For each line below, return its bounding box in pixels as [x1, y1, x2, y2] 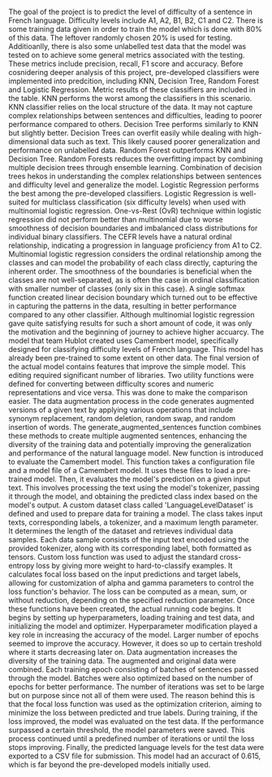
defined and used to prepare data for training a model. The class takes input [8, 509, 263, 518]
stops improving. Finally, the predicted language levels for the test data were [8, 743, 265, 752]
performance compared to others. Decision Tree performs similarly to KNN [8, 120, 258, 129]
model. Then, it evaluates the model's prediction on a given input [33, 474, 251, 484]
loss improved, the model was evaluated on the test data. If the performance [8, 717, 264, 726]
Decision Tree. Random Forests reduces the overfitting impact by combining [8, 154, 264, 164]
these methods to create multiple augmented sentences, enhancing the [8, 431, 248, 441]
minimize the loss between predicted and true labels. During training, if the [8, 708, 258, 718]
